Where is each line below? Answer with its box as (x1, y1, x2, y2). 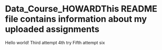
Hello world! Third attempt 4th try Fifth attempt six (5, 39, 105, 45)
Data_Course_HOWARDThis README (5, 3, 158, 14)
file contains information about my (5, 13, 147, 25)
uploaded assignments (5, 24, 99, 35)
